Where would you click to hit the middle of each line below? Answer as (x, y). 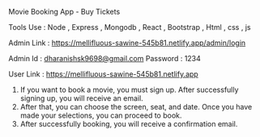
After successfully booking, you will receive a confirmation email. (129, 124)
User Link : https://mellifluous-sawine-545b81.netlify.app (103, 74)
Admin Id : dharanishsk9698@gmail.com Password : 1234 (104, 58)
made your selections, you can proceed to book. (101, 115)
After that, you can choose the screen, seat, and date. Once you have (136, 107)
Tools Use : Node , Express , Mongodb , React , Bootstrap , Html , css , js (130, 27)
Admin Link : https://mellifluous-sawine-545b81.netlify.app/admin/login (127, 43)
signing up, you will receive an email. (81, 98)
